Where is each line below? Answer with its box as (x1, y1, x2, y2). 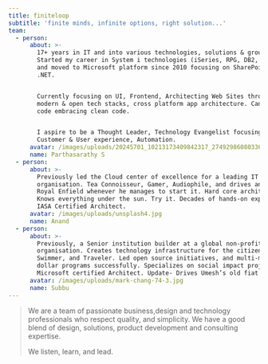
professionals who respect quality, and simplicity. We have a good (27, 314, 246, 323)
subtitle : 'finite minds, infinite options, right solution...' (8, 19, 227, 27)
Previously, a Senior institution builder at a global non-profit (37, 240, 262, 248)
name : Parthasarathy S (29, 151, 105, 159)
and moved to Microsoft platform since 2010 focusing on (37, 64, 230, 72)
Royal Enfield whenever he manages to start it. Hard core (37, 188, 238, 196)
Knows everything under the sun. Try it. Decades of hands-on (37, 195, 248, 203)
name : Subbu (29, 284, 69, 292)
